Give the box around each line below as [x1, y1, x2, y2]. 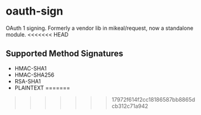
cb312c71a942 [111, 102, 149, 110]
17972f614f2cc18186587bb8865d [111, 96, 196, 103]
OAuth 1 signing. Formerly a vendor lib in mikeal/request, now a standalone [5, 24, 194, 32]
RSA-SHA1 [14, 77, 41, 85]
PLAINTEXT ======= [14, 84, 71, 91]
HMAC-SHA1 [14, 64, 47, 72]
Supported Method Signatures [5, 49, 124, 59]
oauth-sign [5, 4, 63, 18]
